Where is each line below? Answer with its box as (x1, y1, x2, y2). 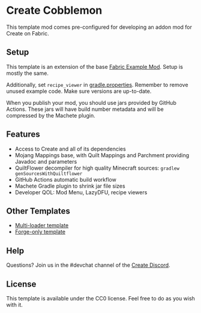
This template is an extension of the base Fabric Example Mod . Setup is (6, 63, 183, 70)
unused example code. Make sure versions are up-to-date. (6, 88, 152, 95)
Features (6, 130, 40, 140)
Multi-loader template (14, 222, 69, 229)
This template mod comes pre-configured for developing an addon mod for (6, 23, 193, 31)
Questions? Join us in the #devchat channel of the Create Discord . (6, 261, 170, 269)
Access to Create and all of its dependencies (14, 145, 126, 152)
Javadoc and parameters (14, 158, 77, 165)
